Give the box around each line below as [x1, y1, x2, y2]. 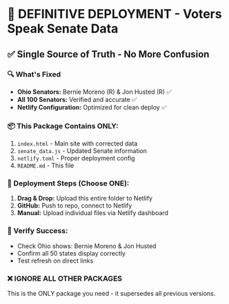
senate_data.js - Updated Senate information [17, 147, 147, 155]
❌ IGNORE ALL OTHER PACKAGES [7, 274, 123, 283]
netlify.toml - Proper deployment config [17, 154, 136, 163]
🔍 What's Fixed [7, 69, 61, 79]
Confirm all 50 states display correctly [17, 249, 126, 257]
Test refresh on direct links [17, 256, 94, 265]
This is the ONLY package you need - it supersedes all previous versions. [7, 290, 216, 298]
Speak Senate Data [7, 21, 119, 37]
